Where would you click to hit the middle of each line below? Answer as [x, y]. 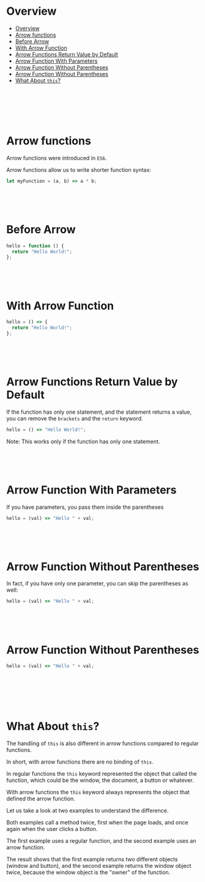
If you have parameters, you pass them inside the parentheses [85, 507]
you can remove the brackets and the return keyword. [75, 418]
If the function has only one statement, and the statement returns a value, [99, 412]
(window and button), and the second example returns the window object [99, 866]
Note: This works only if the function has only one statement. [83, 441]
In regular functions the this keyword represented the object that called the [102, 774]
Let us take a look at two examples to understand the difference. [88, 811]
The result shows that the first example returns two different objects [92, 859]
